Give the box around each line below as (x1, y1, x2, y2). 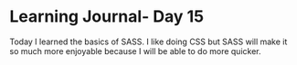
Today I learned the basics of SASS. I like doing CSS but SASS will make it (9, 36, 288, 47)
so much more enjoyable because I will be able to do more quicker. (9, 45, 261, 56)
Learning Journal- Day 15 (9, 6, 204, 27)
